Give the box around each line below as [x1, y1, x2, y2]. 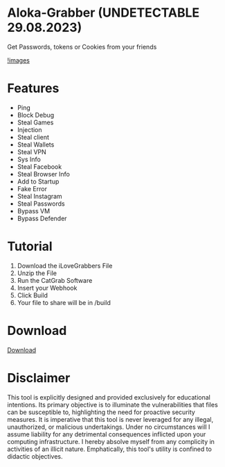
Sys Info [17, 155, 42, 163]
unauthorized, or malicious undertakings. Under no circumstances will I [7, 423, 210, 431]
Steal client [17, 133, 50, 141]
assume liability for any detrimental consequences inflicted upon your [7, 429, 206, 439]
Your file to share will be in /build [17, 298, 111, 306]
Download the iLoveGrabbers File [17, 261, 113, 270]
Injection [17, 125, 43, 133]
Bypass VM [17, 206, 51, 215]
